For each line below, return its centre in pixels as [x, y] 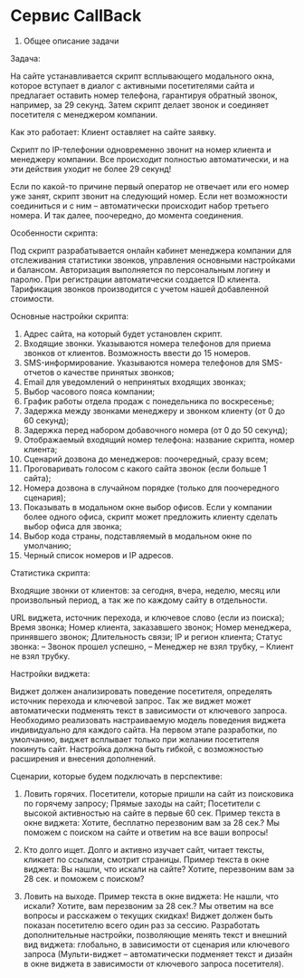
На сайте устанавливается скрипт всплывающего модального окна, [142, 76]
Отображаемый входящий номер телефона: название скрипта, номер [159, 440]
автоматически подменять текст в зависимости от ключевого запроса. [149, 710]
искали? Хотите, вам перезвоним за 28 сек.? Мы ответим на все [148, 905]
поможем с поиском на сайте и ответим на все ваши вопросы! [146, 832]
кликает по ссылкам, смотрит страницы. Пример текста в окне [146, 859]
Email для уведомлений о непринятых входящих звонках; [135, 382]
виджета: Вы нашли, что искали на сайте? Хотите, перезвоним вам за [159, 869]
